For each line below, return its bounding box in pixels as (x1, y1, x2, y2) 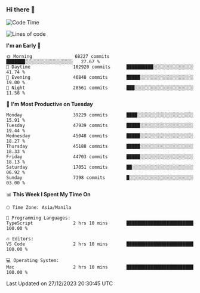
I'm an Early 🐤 (6, 42, 41, 50)
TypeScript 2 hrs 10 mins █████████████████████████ (6, 220, 194, 226)
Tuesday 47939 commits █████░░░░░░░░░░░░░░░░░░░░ (6, 122, 194, 129)
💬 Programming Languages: (6, 215, 70, 221)
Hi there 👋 (6, 5, 36, 14)
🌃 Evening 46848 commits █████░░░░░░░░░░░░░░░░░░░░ (6, 75, 194, 81)
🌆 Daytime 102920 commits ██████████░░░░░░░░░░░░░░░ (6, 64, 194, 70)
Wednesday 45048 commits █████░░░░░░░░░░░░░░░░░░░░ (6, 133, 194, 139)
